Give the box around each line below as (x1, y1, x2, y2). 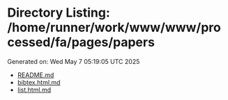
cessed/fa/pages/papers (7, 35, 155, 50)
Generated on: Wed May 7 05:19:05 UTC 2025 (7, 57, 140, 65)
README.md (17, 71, 54, 79)
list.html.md (17, 85, 51, 94)
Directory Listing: (7, 5, 110, 21)
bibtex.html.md (17, 78, 61, 86)
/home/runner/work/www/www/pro (7, 19, 221, 35)
